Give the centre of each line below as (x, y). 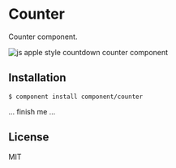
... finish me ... (32, 111)
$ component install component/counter (76, 97)
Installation (37, 78)
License (29, 138)
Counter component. (43, 37)
